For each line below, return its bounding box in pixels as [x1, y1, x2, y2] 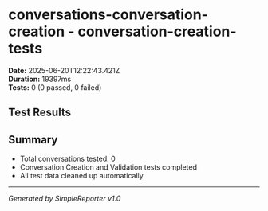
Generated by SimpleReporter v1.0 [8, 193, 121, 204]
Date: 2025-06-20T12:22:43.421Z [8, 65, 120, 75]
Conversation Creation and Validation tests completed [19, 162, 198, 172]
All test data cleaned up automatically [19, 171, 144, 181]
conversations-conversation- [8, 6, 209, 24]
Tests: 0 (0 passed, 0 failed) [8, 82, 102, 92]
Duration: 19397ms [8, 74, 72, 84]
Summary [8, 133, 58, 147]
